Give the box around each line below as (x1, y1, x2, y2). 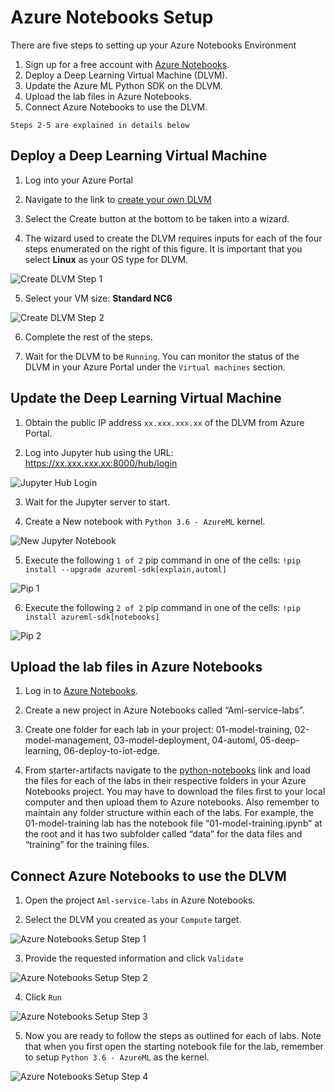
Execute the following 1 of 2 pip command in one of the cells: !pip (24, 554, 301, 566)
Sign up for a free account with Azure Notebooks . (24, 58, 230, 70)
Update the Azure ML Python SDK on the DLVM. (24, 79, 223, 91)
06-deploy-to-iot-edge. (63, 745, 161, 757)
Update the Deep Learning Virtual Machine (10, 390, 282, 407)
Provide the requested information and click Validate (24, 952, 244, 965)
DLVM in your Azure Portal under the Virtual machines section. (24, 361, 286, 373)
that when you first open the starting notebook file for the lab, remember (24, 1041, 324, 1053)
